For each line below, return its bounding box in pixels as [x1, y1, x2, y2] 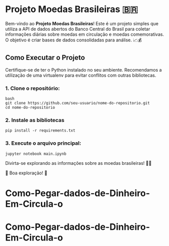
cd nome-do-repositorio [5, 105, 55, 110]
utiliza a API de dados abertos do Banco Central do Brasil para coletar [5, 26, 150, 32]
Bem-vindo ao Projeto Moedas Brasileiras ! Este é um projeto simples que [5, 20, 159, 26]
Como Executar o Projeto [5, 53, 85, 62]
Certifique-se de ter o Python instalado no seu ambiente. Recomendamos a [5, 67, 162, 73]
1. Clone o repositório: [5, 85, 60, 92]
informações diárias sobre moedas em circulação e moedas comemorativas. [5, 31, 164, 37]
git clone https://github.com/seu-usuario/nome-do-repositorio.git [5, 101, 150, 106]
